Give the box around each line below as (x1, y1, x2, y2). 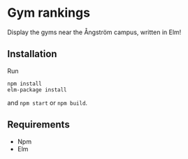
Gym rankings (7, 5, 91, 21)
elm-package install (7, 86, 68, 93)
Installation (7, 48, 57, 60)
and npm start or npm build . (7, 98, 88, 107)
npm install (7, 80, 42, 87)
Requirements (7, 119, 70, 130)
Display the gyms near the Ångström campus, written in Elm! (7, 28, 182, 36)
